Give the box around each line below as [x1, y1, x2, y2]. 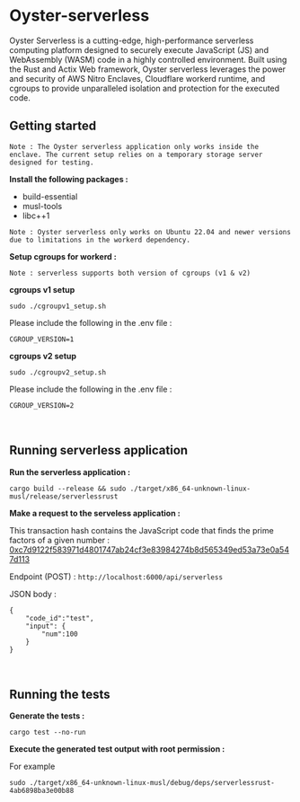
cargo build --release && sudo [9, 484, 127, 493]
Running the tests [9, 686, 110, 701]
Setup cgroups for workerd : [9, 251, 117, 261]
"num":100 [41, 630, 78, 639]
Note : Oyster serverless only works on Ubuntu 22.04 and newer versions [9, 227, 292, 236]
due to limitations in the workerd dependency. [9, 235, 191, 244]
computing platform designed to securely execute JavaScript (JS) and [9, 44, 269, 55]
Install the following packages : [9, 173, 128, 184]
